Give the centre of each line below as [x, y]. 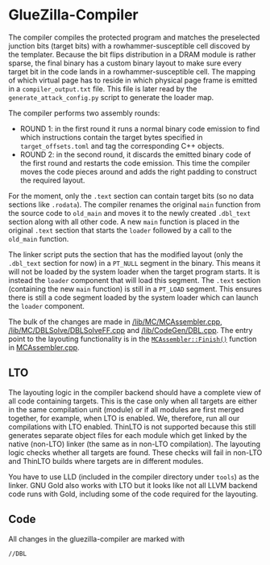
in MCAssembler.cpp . [44, 347]
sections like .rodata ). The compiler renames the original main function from [135, 204]
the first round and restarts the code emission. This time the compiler [135, 162]
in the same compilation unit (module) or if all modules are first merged [126, 409]
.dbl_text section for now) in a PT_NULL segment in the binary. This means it [134, 263]
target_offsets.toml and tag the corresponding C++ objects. [122, 145]
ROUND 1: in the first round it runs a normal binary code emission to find [140, 129]
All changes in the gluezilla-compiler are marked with [97, 538]
